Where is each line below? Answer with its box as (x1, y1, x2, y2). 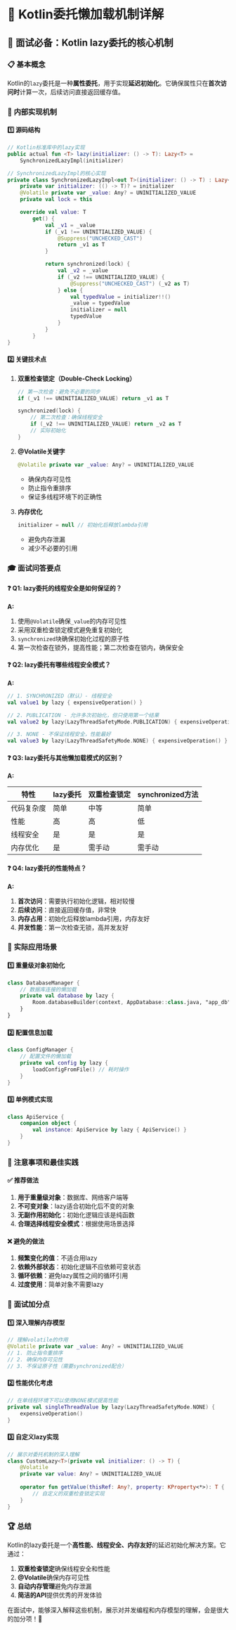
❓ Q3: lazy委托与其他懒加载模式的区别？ (7, 753, 124, 762)
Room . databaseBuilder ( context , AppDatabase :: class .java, (32, 999, 202, 1006)
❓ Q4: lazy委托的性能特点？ (7, 864, 87, 872)
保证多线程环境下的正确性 (27, 492, 103, 501)
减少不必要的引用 (27, 544, 78, 552)
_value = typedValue (70, 300, 131, 307)
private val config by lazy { (20, 1059, 109, 1066)
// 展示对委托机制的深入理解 (7, 1451, 80, 1458)
